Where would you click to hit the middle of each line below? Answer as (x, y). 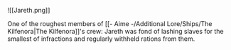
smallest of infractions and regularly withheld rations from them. (101, 39)
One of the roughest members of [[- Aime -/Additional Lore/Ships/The (110, 24)
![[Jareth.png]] (29, 10)
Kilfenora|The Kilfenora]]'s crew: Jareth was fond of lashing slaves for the (116, 31)
